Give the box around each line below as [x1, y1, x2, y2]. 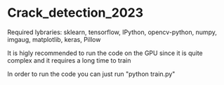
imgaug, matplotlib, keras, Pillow [7, 35, 101, 43]
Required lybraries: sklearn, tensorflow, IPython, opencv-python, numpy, [7, 28, 218, 36]
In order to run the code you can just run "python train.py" [7, 70, 176, 78]
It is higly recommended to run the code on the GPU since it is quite [7, 49, 203, 57]
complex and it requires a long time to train [7, 56, 131, 64]
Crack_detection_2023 [7, 5, 144, 21]
